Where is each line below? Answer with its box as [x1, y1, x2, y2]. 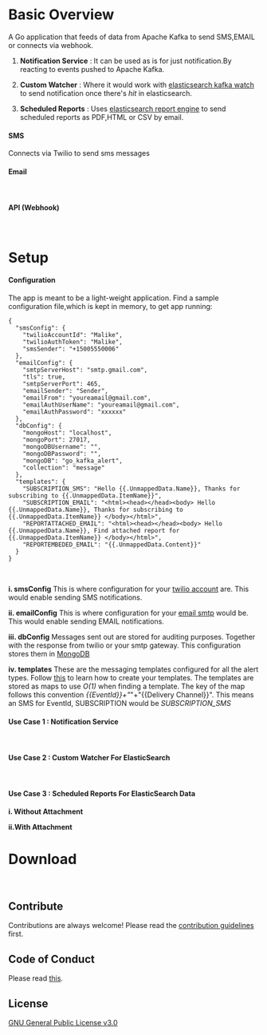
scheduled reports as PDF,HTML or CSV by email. [19, 112, 184, 121]
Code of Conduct [8, 952, 96, 966]
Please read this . [8, 974, 64, 983]
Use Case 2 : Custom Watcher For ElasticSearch [8, 752, 171, 762]
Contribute [8, 899, 64, 913]
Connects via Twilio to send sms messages [8, 149, 150, 158]
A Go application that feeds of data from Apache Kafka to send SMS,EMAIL [8, 32, 255, 42]
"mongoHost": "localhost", [22, 429, 112, 437]
